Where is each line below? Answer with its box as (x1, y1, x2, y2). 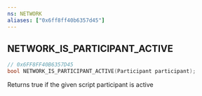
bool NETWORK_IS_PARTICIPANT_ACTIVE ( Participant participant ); (7, 68, 196, 75)
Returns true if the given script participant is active (7, 81, 154, 89)
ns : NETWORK (7, 10, 42, 18)
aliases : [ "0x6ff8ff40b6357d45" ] (7, 17, 105, 24)
